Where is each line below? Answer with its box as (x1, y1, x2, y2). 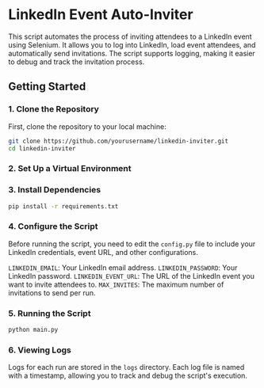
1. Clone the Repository (8, 104, 99, 115)
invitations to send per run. (8, 287, 97, 298)
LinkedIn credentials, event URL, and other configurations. (8, 247, 198, 257)
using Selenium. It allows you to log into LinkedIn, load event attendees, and (8, 40, 256, 49)
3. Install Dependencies (8, 184, 101, 196)
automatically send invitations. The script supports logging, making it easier (8, 48, 255, 58)
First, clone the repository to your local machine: (8, 121, 166, 131)
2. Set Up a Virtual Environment (8, 163, 132, 174)
